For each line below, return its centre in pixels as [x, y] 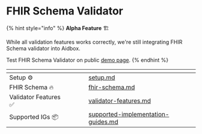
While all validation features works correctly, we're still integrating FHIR [94, 42]
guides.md [103, 121]
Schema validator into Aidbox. [43, 48]
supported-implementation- [129, 114]
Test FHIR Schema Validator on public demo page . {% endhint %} [87, 60]
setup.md [102, 78]
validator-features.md [120, 100]
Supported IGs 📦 [34, 117]
